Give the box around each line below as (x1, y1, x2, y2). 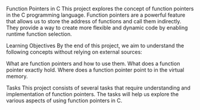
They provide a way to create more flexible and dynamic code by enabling (6, 24, 188, 31)
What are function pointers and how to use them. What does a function (6, 60, 180, 67)
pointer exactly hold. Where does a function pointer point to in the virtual (6, 66, 185, 74)
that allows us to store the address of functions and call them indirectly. (6, 18, 182, 25)
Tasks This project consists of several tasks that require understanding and (6, 84, 190, 91)
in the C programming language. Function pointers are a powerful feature (6, 11, 186, 19)
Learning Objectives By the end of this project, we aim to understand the (6, 42, 185, 49)
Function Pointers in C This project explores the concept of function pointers (6, 5, 194, 12)
